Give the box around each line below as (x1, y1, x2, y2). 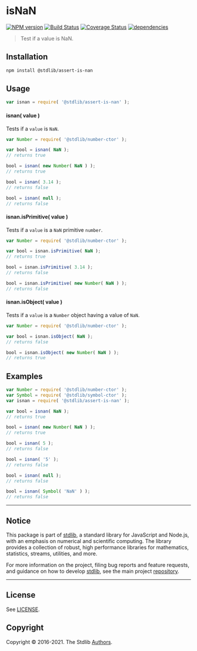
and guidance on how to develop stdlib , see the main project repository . (6, 568, 180, 575)
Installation (6, 52, 48, 62)
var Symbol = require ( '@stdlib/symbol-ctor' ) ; (6, 392, 127, 398)
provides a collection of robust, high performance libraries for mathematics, (6, 544, 189, 551)
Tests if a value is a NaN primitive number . (6, 226, 103, 233)
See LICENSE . (6, 606, 40, 613)
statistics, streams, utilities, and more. (6, 550, 98, 557)
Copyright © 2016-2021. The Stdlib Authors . (6, 638, 113, 645)
